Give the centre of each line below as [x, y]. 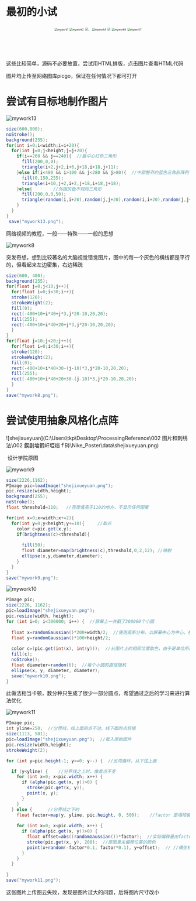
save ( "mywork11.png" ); [34, 881]
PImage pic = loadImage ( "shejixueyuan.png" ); [60, 486]
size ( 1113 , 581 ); [27, 734]
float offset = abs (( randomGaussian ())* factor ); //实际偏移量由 [103, 837]
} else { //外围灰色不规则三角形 [59, 189]
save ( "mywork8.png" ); [32, 395]
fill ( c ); [22, 654]
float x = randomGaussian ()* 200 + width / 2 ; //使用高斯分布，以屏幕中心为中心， [100, 632]
